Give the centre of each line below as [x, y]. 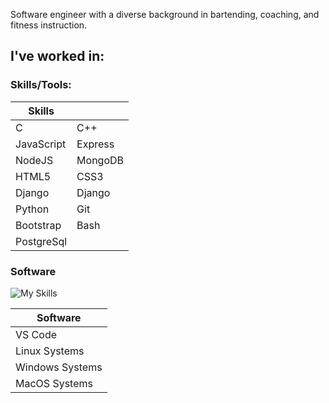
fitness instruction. [49, 25]
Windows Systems [59, 367]
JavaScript [41, 144]
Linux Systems [50, 351]
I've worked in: [57, 56]
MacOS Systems [54, 383]
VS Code [36, 334]
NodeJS [34, 160]
